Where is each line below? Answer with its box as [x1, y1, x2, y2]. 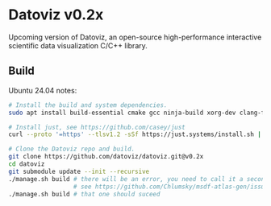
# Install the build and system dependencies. [8, 101, 168, 109]
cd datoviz [8, 160, 45, 168]
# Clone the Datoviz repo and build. [8, 145, 135, 154]
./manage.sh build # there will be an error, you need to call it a [8, 175, 244, 183]
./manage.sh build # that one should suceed [8, 190, 161, 198]
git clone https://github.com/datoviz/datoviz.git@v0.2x [8, 153, 204, 161]
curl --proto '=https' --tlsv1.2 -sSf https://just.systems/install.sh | [8, 130, 262, 138]
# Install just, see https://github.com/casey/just [8, 123, 186, 131]
